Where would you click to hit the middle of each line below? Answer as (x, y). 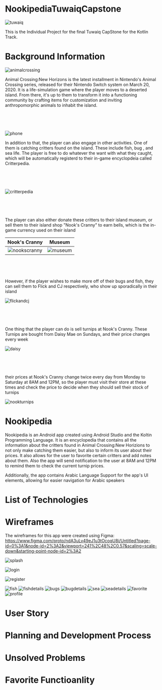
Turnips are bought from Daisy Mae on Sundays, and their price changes (77, 334)
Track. (11, 37)
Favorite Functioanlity (50, 680)
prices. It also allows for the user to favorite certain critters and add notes (78, 455)
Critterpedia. (18, 163)
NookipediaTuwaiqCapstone (63, 9)
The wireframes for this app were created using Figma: (60, 535)
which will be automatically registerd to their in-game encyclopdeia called (78, 158)
